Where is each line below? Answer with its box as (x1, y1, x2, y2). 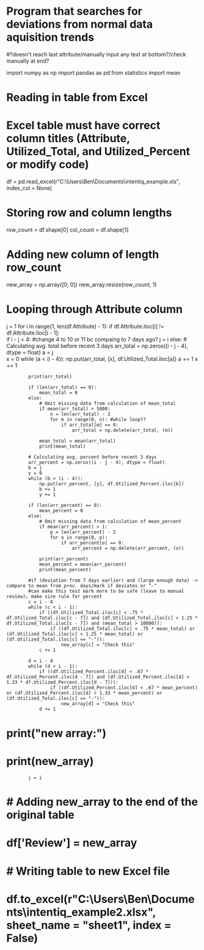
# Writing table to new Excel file (6, 864, 170, 878)
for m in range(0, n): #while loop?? (49, 416, 147, 422)
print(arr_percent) (38, 556, 89, 562)
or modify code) (6, 158, 89, 172)
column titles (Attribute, (6, 132, 130, 145)
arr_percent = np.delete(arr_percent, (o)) (71, 545, 184, 551)
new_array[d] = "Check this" (60, 701, 136, 707)
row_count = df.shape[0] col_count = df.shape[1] (6, 226, 129, 234)
